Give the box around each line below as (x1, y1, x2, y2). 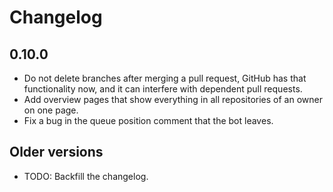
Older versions (9, 144, 104, 161)
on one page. (23, 104, 79, 116)
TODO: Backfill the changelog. (23, 170, 149, 182)
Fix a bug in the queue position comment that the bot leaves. (23, 115, 274, 126)
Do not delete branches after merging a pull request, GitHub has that (23, 72, 307, 84)
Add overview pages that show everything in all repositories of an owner (23, 94, 323, 105)
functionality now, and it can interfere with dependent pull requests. (23, 83, 303, 95)
